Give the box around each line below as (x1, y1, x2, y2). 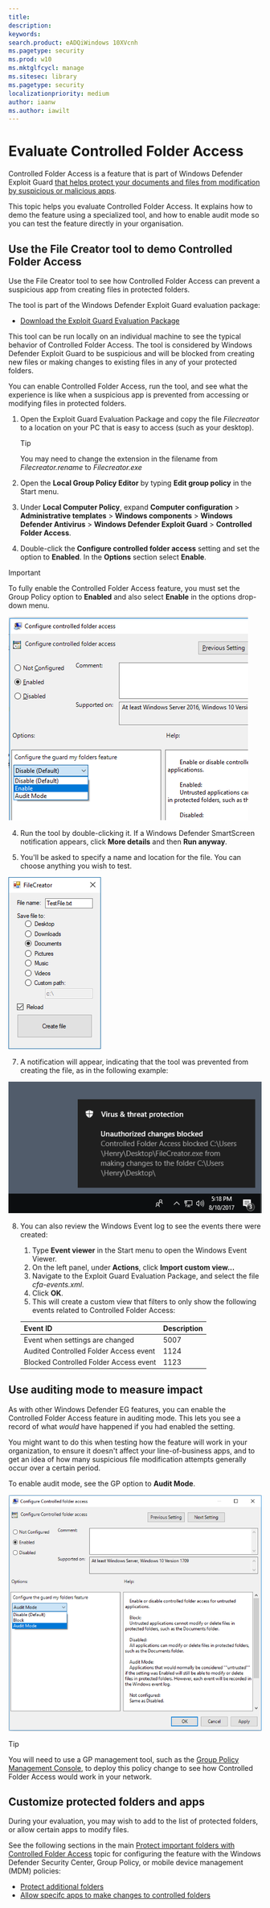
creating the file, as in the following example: (19, 1066, 169, 1075)
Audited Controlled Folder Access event (23, 1346, 155, 1356)
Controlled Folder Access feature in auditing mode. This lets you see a (8, 1413, 241, 1423)
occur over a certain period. (8, 1463, 101, 1473)
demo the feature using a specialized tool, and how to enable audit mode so (8, 210, 260, 220)
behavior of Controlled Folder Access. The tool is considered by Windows (8, 340, 253, 350)
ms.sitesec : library (8, 73, 78, 81)
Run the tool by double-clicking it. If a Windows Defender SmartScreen (19, 829, 256, 838)
